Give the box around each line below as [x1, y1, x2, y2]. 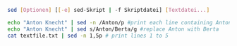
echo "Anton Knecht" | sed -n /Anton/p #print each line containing [7, 19, 213, 26]
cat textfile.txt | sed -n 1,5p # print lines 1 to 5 [7, 32, 169, 39]
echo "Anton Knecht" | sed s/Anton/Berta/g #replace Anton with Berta [7, 25, 219, 33]
